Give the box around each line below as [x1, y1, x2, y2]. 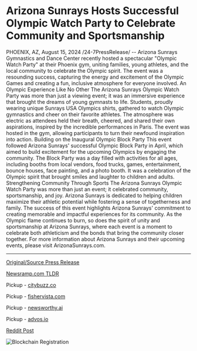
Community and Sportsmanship [6, 29, 165, 42]
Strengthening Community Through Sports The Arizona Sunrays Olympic [6, 179, 182, 186]
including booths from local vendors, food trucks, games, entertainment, [6, 160, 181, 168]
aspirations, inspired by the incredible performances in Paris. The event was [6, 123, 190, 130]
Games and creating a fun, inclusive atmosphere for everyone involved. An [6, 79, 186, 86]
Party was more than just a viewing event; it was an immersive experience [6, 92, 185, 99]
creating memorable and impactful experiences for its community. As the [6, 210, 182, 218]
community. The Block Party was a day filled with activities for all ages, [6, 154, 178, 161]
